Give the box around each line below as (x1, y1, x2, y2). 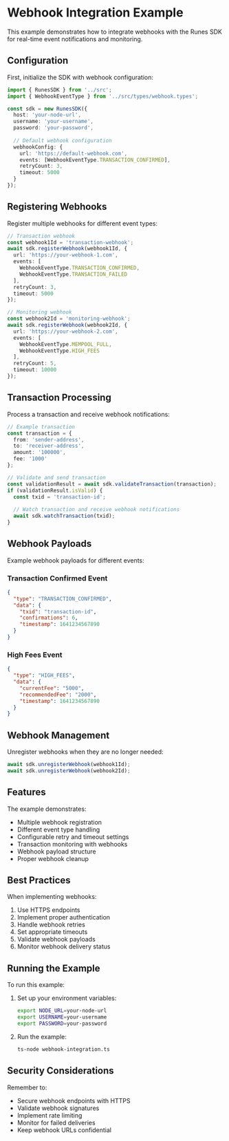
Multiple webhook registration (17, 818, 102, 826)
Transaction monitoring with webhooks (17, 840, 128, 848)
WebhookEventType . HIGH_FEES (19, 347, 100, 354)
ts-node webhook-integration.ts (17, 1045, 110, 1053)
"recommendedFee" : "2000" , (19, 691, 97, 698)
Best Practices (7, 875, 71, 887)
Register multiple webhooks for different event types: (7, 219, 158, 228)
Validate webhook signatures (17, 1104, 100, 1112)
